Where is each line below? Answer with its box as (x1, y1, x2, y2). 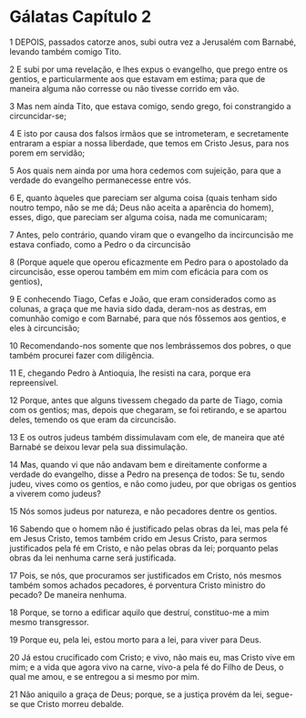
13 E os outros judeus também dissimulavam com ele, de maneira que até (9, 431, 285, 442)
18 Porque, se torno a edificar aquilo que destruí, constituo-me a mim (9, 607, 270, 618)
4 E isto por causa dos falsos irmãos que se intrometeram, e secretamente (9, 127, 290, 138)
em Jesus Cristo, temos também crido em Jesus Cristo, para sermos (9, 532, 268, 543)
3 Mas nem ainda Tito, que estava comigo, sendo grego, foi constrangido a (9, 100, 291, 111)
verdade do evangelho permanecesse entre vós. (9, 175, 191, 186)
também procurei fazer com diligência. (9, 349, 155, 360)
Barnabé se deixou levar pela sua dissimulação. (9, 441, 189, 452)
